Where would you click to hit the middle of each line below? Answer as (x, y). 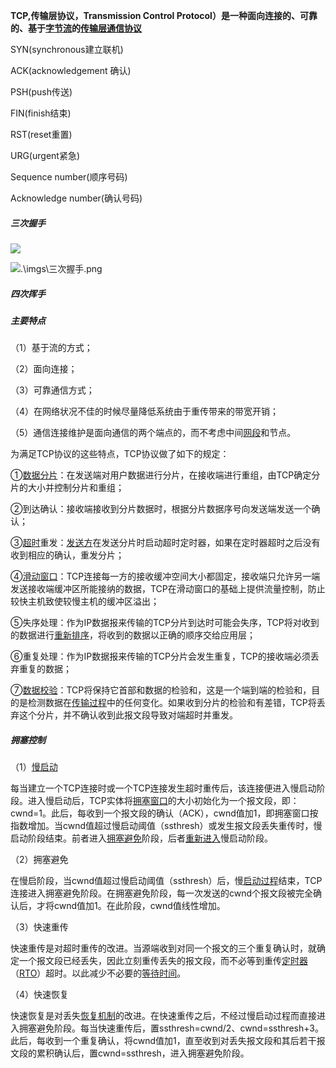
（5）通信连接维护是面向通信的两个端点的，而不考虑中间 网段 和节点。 (153, 433)
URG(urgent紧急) (45, 155)
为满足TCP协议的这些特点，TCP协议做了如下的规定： (120, 454)
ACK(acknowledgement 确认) (71, 70)
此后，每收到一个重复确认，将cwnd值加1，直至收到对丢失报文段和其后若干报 (168, 1041)
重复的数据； (45, 669)
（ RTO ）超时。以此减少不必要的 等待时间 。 (98, 973)
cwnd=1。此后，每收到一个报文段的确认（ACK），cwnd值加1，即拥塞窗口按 (164, 813)
